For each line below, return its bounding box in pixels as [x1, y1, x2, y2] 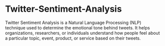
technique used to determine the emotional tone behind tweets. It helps [5, 24, 150, 30]
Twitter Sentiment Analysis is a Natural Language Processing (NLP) [5, 20, 142, 25]
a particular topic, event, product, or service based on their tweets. [5, 35, 141, 41]
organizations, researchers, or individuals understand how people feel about [5, 30, 160, 36]
